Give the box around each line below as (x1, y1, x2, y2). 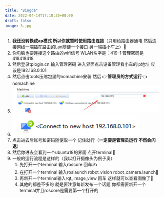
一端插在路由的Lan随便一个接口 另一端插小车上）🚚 (25, 44, 126, 50)
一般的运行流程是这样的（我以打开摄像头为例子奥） (12, 156, 115, 161)
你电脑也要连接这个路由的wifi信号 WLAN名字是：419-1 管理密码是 (12, 50, 144, 56)
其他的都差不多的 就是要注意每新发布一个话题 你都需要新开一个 (19, 181, 146, 187)
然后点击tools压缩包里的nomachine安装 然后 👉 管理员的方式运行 (12, 74, 142, 79)
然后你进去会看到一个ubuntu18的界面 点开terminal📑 (12, 149, 116, 155)
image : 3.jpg (5, 23, 32, 28)
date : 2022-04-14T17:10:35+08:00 (5, 13, 73, 18)
